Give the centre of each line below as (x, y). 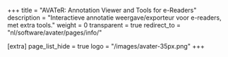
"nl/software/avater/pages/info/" (55, 32)
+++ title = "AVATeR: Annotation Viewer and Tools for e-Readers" (102, 10)
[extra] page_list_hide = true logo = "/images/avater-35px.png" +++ (106, 46)
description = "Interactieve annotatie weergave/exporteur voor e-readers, (114, 18)
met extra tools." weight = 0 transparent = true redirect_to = (94, 25)
